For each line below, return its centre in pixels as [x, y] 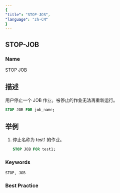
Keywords [18, 162]
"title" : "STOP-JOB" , [28, 15]
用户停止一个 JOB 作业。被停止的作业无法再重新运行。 [62, 100]
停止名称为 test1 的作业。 [38, 140]
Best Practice [22, 185]
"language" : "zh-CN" [27, 19]
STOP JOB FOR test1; [34, 150]
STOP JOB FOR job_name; [30, 110]
